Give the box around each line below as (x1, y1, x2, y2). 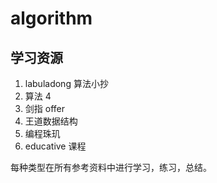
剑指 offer (24, 103, 65, 114)
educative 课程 (24, 140, 87, 152)
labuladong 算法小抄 (24, 78, 109, 89)
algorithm (10, 7, 93, 30)
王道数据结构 (24, 115, 78, 127)
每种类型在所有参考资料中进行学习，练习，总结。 (10, 162, 212, 173)
